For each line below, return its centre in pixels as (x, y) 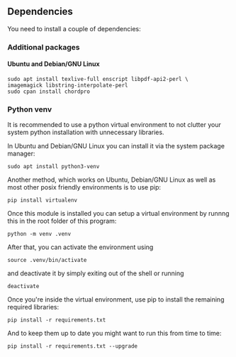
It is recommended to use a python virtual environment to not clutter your (114, 125)
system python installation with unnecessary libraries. (86, 132)
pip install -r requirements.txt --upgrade (73, 346)
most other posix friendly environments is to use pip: (84, 187)
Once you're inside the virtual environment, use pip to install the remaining (116, 300)
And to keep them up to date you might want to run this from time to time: (114, 334)
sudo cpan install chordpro (49, 92)
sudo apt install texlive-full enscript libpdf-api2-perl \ (98, 79)
